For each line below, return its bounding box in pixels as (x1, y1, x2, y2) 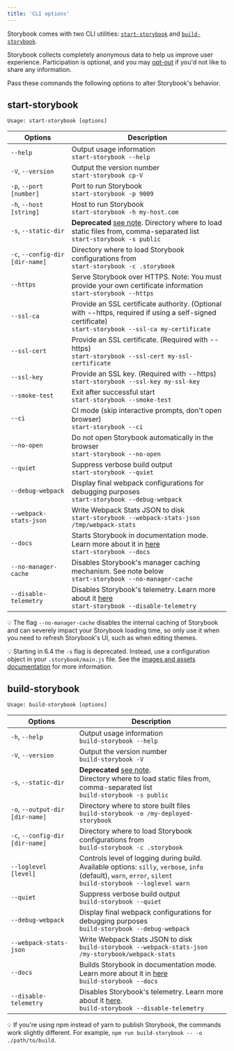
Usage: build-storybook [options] (7, 702, 108, 709)
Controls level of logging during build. (79, 853, 202, 863)
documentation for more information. (7, 662, 114, 671)
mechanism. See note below (71, 567, 164, 577)
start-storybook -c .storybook (71, 263, 175, 270)
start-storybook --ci (71, 423, 143, 431)
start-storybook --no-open (71, 450, 162, 458)
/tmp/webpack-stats (71, 521, 136, 529)
